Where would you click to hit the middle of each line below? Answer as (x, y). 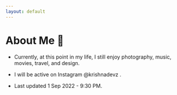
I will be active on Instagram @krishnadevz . (68, 74)
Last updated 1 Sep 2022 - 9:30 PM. (58, 86)
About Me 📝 (35, 40)
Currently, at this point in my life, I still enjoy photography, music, (93, 57)
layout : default (25, 11)
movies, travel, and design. (47, 63)
